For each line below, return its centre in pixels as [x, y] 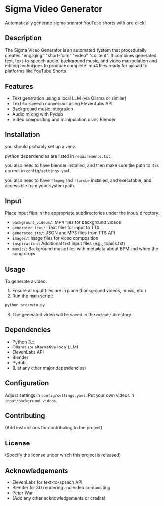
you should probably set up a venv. [41, 147]
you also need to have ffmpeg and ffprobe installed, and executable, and [78, 180]
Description [23, 38]
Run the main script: [33, 296]
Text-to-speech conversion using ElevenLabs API [62, 103]
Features [19, 86]
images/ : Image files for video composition [55, 238]
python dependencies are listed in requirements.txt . [58, 156]
